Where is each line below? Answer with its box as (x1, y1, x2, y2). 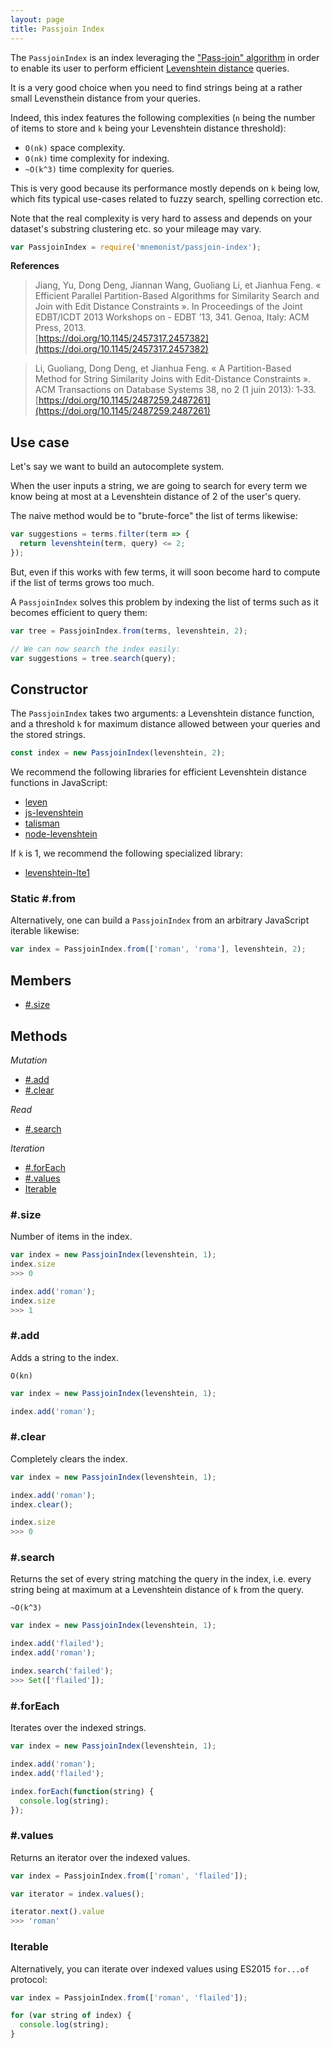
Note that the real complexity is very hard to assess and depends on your (10, 212, 313, 224)
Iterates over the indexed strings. (10, 1722, 147, 1734)
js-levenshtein (24, 807, 84, 819)
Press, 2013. (34, 322, 87, 334)
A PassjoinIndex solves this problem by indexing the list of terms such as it (10, 596, 319, 608)
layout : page (10, 14, 65, 25)
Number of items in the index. (10, 1231, 133, 1243)
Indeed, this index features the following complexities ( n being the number (10, 111, 316, 123)
